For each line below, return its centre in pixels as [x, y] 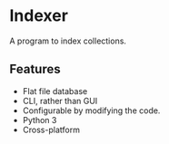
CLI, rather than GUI [60, 101]
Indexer [39, 16]
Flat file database [55, 91]
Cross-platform [51, 130]
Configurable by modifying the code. [91, 110]
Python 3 [40, 120]
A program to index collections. [68, 41]
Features [35, 69]
